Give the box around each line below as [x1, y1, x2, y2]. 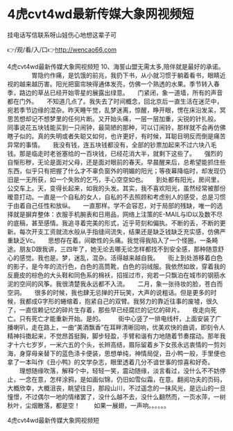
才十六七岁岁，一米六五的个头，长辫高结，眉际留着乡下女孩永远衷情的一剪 [7, 340, 220, 348]
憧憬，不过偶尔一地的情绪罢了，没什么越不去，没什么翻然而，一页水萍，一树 [7, 392, 226, 400]
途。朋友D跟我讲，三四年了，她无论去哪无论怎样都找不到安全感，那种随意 [7, 245, 218, 253]
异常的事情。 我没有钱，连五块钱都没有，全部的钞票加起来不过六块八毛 [7, 140, 217, 149]
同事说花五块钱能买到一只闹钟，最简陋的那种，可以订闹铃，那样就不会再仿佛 [7, 123, 226, 131]
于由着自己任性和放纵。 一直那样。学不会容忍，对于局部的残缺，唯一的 [7, 201, 217, 209]
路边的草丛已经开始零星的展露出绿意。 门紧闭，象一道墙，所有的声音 [19, 88, 223, 97]
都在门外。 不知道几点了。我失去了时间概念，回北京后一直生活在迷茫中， [7, 97, 223, 105]
